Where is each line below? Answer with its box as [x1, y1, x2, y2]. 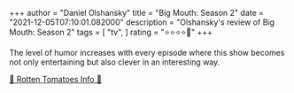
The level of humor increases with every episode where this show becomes [9, 48, 285, 58]
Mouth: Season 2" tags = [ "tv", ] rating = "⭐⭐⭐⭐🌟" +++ [9, 27, 213, 37]
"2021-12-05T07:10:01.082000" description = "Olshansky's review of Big [9, 17, 275, 27]
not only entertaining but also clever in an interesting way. [9, 57, 220, 67]
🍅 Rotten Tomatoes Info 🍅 [9, 74, 102, 84]
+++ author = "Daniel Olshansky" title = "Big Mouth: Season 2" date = [9, 8, 264, 18]
